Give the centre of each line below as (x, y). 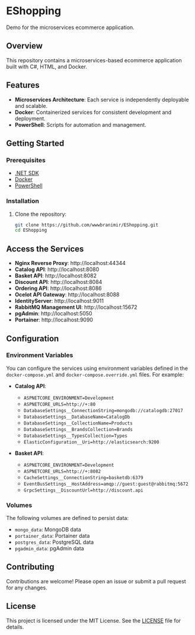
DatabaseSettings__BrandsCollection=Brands (78, 429)
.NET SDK (27, 173)
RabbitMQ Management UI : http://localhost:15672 (76, 307)
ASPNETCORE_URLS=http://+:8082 (62, 471)
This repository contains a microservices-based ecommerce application (94, 60)
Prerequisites (26, 160)
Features (23, 85)
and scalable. (31, 106)
